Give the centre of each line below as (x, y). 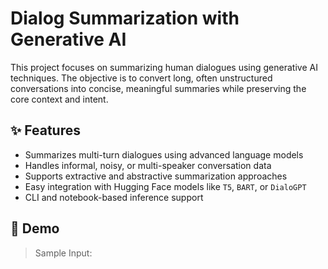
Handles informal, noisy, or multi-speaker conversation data (148, 165)
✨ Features (45, 130)
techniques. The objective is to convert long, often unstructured (141, 78)
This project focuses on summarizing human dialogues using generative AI (164, 67)
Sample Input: (63, 253)
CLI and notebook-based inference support (114, 197)
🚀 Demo (35, 228)
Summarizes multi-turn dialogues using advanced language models (164, 154)
